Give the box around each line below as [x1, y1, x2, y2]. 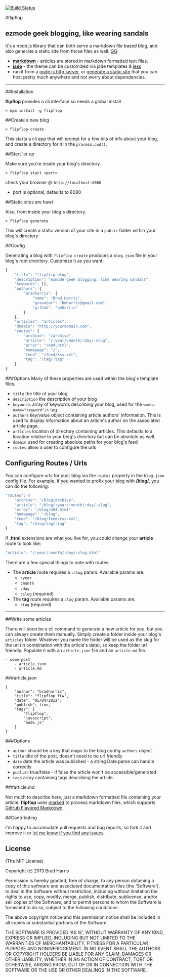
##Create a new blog [5, 117, 50, 123]
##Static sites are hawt [5, 199, 54, 205]
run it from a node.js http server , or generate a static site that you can [12, 68, 158, 74]
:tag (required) [20, 601, 52, 607]
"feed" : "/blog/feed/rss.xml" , [14, 517, 80, 522]
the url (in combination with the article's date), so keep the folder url [5, 642, 147, 648]
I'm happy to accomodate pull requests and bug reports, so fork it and [5, 824, 151, 830]
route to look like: [5, 540, 41, 546]
